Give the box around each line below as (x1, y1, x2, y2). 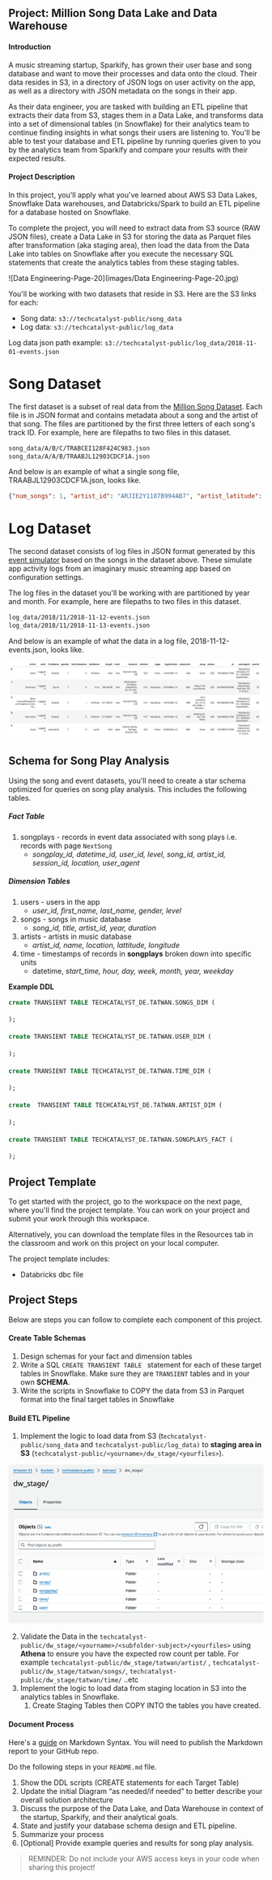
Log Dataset (8, 519, 91, 538)
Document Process (8, 1719, 74, 1729)
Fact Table (8, 811, 45, 821)
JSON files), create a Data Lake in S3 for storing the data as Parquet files (8, 231, 252, 241)
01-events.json (8, 348, 60, 356)
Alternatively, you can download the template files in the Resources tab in (8, 1230, 253, 1239)
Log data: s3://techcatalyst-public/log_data (19, 322, 174, 331)
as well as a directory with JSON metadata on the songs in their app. (8, 85, 237, 96)
